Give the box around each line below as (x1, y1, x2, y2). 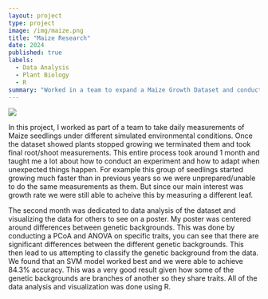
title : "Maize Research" (8, 33, 91, 42)
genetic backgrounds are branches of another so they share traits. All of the (8, 273, 258, 283)
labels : (8, 57, 34, 65)
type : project (8, 19, 56, 27)
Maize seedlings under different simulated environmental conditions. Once (8, 131, 253, 140)
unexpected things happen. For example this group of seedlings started (8, 165, 243, 175)
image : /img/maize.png (8, 26, 84, 34)
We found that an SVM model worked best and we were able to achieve (8, 257, 243, 266)
